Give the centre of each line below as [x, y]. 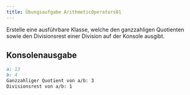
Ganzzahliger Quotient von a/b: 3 [50, 81]
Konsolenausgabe [42, 55]
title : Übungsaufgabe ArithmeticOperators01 [64, 12]
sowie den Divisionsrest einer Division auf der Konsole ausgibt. [86, 36]
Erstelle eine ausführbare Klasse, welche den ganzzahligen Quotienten [95, 29]
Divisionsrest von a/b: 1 [39, 86]
